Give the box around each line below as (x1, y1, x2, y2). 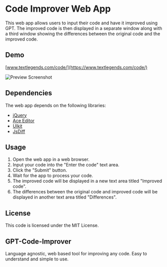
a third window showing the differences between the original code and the (5, 30, 160, 37)
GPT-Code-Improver (5, 237, 72, 246)
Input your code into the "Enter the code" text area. (12, 162, 120, 168)
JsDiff (12, 128, 25, 135)
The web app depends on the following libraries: (5, 102, 106, 108)
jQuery (12, 112, 27, 118)
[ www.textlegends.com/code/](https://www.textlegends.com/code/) (5, 64, 148, 70)
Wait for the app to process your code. (12, 173, 94, 179)
